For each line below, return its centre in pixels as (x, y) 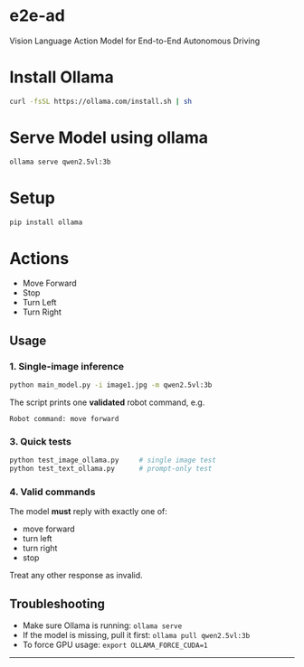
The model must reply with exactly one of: (88, 512)
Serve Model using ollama (109, 137)
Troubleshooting (57, 603)
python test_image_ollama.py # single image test (113, 460)
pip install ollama (46, 222)
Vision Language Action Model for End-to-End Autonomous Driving (135, 41)
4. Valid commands (52, 492)
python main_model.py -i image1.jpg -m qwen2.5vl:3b (111, 385)
